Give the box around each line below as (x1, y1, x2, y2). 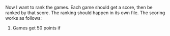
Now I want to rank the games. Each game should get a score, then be (5, 5, 153, 10)
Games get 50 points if (12, 25, 61, 31)
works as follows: (5, 15, 42, 21)
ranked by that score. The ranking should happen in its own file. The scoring (5, 10, 165, 16)
